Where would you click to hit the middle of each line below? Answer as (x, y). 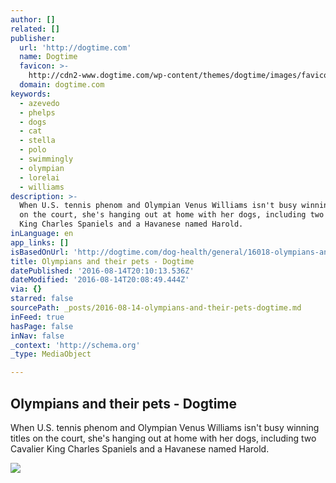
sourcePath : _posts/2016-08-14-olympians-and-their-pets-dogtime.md (156, 308)
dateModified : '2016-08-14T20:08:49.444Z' (100, 280)
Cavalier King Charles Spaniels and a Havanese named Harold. (140, 448)
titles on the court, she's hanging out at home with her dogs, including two (163, 438)
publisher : (33, 38)
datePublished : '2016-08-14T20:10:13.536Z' (102, 271)
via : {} (26, 289)
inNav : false (37, 336)
